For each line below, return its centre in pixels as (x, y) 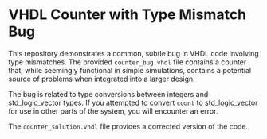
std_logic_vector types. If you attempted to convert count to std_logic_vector (133, 102)
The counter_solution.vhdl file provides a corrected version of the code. (128, 126)
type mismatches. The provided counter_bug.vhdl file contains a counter (128, 62)
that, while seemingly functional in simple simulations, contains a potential (130, 70)
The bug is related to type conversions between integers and (108, 94)
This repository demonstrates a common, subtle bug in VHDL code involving (133, 53)
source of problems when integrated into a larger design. (102, 79)
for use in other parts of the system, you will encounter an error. (113, 111)
